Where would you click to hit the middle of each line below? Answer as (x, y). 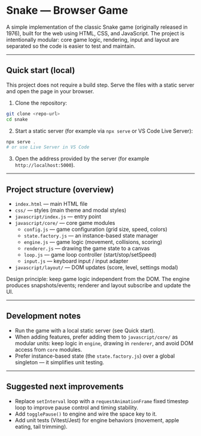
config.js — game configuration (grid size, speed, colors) (95, 229)
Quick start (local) (41, 70)
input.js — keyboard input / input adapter (76, 261)
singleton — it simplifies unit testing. (60, 362)
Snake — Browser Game (67, 10)
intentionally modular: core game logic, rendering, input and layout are (93, 39)
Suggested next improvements (65, 387)
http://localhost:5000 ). (45, 165)
